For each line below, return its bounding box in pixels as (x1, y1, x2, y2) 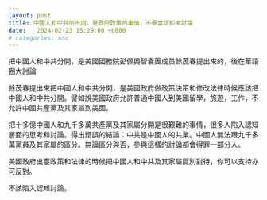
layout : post (8, 11, 52, 20)
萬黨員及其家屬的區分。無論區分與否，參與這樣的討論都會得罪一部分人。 (8, 140, 245, 149)
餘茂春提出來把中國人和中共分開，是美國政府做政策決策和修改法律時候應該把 (8, 83, 259, 93)
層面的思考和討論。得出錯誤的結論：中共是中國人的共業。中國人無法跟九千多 (8, 130, 259, 140)
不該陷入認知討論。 (8, 183, 72, 193)
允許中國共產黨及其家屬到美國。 (8, 103, 113, 113)
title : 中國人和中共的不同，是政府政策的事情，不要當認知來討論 (8, 19, 193, 27)
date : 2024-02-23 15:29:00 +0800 (8, 26, 126, 34)
